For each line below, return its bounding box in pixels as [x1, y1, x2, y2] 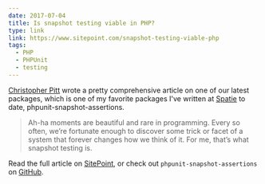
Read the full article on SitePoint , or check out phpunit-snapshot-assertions [8, 159, 258, 168]
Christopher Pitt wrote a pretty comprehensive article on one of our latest [8, 85, 250, 95]
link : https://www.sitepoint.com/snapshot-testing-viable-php [8, 33, 220, 42]
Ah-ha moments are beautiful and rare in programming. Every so [27, 117, 241, 127]
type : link [8, 26, 45, 34]
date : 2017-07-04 [8, 11, 66, 20]
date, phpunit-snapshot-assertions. [8, 102, 125, 112]
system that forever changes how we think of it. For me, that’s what [27, 135, 249, 144]
